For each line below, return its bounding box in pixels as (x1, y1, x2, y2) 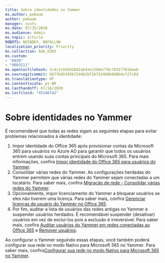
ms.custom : (5, 53, 28, 59)
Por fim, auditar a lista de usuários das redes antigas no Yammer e (12, 206, 148, 212)
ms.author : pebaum (5, 12, 43, 17)
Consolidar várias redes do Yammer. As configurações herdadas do (12, 169, 151, 175)
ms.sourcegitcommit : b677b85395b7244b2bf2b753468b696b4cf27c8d (5, 72, 139, 77)
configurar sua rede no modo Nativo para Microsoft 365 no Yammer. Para (5, 242, 155, 248)
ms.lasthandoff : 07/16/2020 (5, 85, 63, 91)
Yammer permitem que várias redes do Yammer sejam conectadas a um (12, 175, 160, 181)
